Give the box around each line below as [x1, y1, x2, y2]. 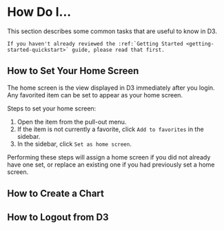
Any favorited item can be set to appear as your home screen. [7, 90, 183, 99]
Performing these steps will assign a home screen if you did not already [7, 153, 211, 161]
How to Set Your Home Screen [7, 65, 139, 77]
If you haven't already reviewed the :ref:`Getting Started [7, 40, 184, 47]
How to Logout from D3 [7, 211, 109, 223]
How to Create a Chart [7, 188, 105, 200]
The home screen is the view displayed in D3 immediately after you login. [7, 84, 215, 92]
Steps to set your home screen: [7, 104, 96, 113]
